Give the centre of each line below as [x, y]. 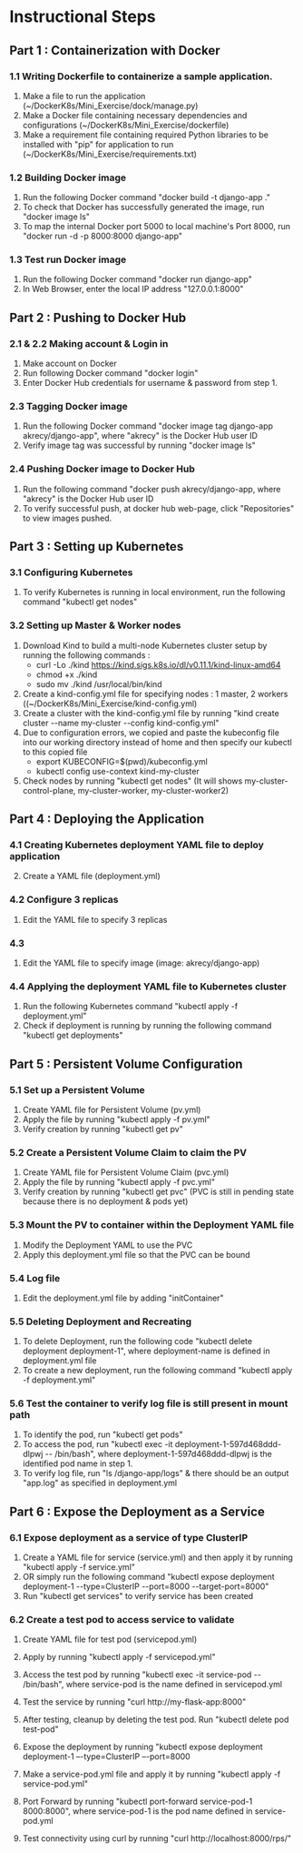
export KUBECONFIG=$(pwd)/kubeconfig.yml [122, 761]
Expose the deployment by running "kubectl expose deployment [142, 1747]
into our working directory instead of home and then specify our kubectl [157, 742]
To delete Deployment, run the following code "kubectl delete [137, 1342]
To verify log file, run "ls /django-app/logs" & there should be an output [156, 1473]
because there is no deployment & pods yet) [105, 1201]
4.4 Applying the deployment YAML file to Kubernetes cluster [148, 987]
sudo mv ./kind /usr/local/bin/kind [99, 683]
